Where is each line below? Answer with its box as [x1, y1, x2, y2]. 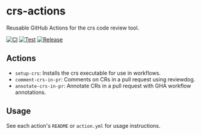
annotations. [14, 89, 46, 96]
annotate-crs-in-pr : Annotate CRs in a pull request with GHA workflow [14, 82, 191, 89]
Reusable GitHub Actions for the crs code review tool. [6, 24, 140, 31]
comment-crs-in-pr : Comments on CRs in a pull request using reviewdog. [14, 75, 196, 83]
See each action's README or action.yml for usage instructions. [6, 122, 161, 129]
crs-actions [6, 4, 66, 18]
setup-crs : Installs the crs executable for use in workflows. [14, 69, 161, 77]
